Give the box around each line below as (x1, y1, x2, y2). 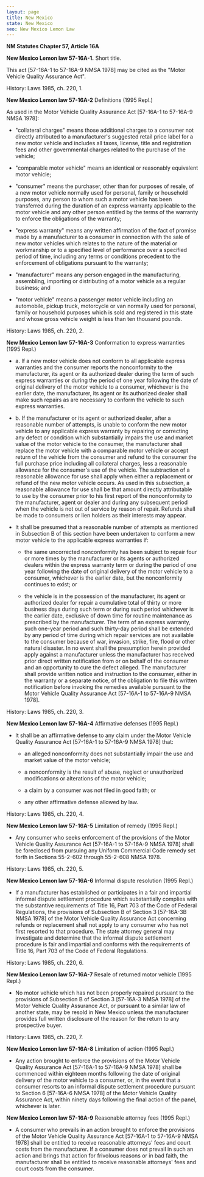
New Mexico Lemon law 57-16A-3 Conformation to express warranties (6, 339, 185, 347)
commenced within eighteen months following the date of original (15, 1070, 180, 1078)
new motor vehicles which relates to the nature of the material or (15, 240, 178, 247)
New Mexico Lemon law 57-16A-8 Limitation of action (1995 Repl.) (6, 1045, 175, 1053)
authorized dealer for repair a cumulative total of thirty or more (24, 599, 181, 606)
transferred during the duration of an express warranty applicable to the (15, 202, 196, 209)
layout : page (6, 9, 40, 15)
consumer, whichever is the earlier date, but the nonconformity (24, 574, 183, 581)
